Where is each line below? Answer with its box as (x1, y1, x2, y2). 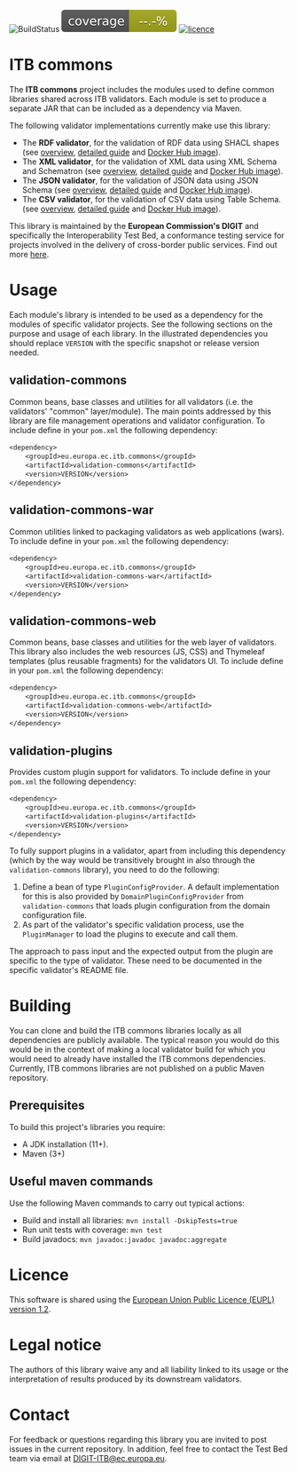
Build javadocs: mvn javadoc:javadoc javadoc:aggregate (21, 1233, 228, 1244)
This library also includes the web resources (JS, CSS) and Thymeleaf (9, 646, 265, 657)
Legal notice (9, 1334, 102, 1355)
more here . (9, 249, 50, 259)
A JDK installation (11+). (21, 1138, 109, 1150)
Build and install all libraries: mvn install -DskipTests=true (21, 1215, 238, 1225)
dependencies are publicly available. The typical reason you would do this (9, 1035, 280, 1046)
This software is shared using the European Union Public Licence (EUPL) (9, 1294, 275, 1305)
